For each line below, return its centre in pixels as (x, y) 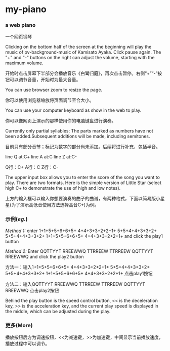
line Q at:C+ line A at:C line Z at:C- (41, 157)
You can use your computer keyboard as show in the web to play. (73, 110)
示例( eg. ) (16, 220)
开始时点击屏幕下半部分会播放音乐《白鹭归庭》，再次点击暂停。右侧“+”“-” (81, 73)
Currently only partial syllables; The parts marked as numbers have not (79, 131)
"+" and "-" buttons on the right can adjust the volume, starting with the (80, 58)
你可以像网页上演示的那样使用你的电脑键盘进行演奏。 (61, 121)
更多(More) (19, 325)
